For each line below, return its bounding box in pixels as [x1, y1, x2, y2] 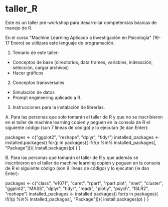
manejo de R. [5, 24, 33, 30]
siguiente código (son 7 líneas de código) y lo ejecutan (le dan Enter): [5, 124, 149, 130]
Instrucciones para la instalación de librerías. [12, 104, 105, 110]
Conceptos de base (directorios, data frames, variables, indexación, [12, 59, 153, 65]
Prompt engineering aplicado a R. [12, 94, 82, 100]
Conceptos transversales [12, 79, 65, 85]
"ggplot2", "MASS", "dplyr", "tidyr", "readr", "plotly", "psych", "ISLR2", [5, 185, 149, 191]
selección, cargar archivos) [12, 64, 69, 70]
